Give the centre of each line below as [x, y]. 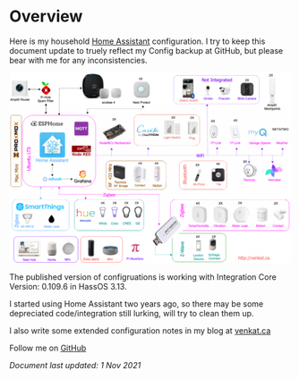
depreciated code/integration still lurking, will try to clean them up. [132, 314]
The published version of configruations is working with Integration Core [143, 277]
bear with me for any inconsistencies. [78, 60]
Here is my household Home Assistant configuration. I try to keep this [137, 41]
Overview [46, 17]
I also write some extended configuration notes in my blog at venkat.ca [140, 331]
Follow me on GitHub [48, 348]
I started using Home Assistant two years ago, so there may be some [137, 304]
